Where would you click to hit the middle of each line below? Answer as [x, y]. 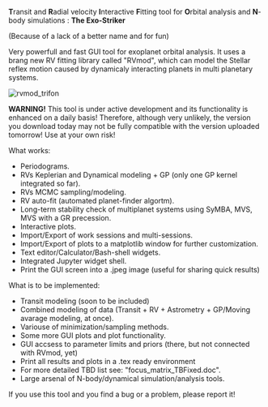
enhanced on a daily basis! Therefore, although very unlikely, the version [130, 118]
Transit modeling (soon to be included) [85, 301]
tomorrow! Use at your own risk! [62, 135]
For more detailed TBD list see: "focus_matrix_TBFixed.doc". [120, 370]
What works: [30, 150]
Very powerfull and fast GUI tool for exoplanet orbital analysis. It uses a [127, 51]
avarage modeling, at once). [67, 318]
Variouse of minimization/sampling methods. [94, 327]
